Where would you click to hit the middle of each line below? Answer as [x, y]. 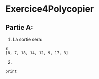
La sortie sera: [27, 39]
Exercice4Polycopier [50, 9]
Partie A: [19, 28]
